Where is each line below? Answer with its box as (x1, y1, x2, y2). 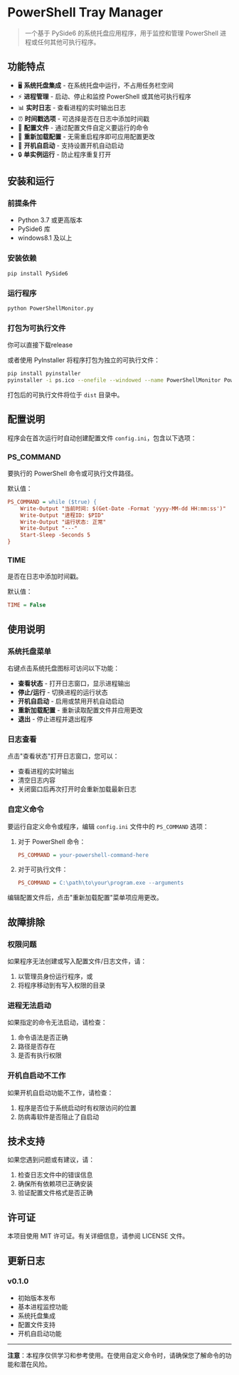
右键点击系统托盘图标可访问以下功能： (7, 664, 119, 672)
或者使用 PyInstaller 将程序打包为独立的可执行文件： (7, 356, 160, 365)
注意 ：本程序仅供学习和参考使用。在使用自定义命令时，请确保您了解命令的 (7, 1351, 225, 1359)
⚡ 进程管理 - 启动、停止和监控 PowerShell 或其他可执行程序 (17, 92, 191, 101)
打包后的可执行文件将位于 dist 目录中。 (7, 390, 124, 399)
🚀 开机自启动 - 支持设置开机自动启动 (17, 141, 124, 150)
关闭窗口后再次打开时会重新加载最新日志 (17, 785, 137, 793)
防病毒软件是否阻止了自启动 (17, 1112, 100, 1121)
